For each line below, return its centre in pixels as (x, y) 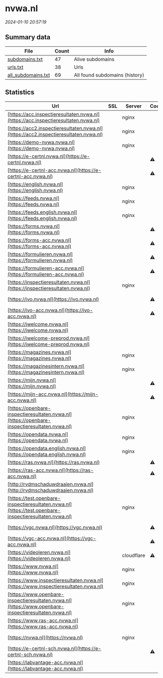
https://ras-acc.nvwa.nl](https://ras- (51, 470)
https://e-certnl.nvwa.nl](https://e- (50, 156)
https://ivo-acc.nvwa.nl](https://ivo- (51, 310)
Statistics (20, 92)
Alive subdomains (94, 59)
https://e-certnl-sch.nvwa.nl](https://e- (56, 648)
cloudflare (134, 555)
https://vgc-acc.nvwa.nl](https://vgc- (53, 538)
